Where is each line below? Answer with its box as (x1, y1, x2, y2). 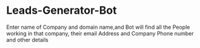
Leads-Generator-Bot (6, 4, 117, 17)
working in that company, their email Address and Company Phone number (6, 29, 194, 37)
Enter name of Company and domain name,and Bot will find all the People (6, 23, 190, 31)
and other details (6, 36, 48, 43)
